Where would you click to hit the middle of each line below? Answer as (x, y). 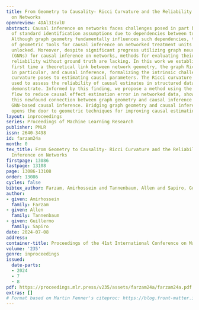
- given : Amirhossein (33, 199)
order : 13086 (22, 177)
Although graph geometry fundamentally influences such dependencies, (100, 39)
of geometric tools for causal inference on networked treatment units (102, 45)
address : (17, 238)
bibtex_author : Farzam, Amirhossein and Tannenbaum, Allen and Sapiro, (96, 188)
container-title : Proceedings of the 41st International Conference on (96, 243)
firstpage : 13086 (28, 161)
